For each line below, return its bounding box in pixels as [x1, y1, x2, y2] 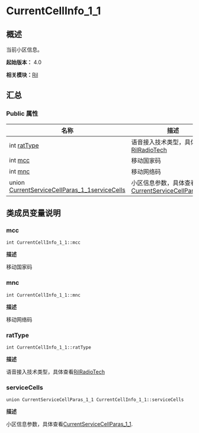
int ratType [9, 141, 40, 149]
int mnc [9, 167, 30, 176]
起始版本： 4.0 [6, 59, 42, 66]
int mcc [9, 156, 30, 164]
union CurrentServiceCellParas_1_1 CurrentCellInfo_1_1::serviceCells [6, 397, 184, 403]
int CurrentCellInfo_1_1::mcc [6, 240, 81, 246]
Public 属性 [6, 110, 38, 118]
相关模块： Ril [6, 71, 38, 78]
